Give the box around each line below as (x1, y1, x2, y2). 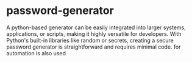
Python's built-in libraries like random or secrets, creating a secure (6, 36, 174, 44)
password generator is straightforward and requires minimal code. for (6, 43, 181, 50)
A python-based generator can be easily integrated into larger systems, (6, 24, 186, 31)
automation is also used (6, 49, 66, 57)
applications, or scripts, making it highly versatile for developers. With (6, 30, 182, 37)
